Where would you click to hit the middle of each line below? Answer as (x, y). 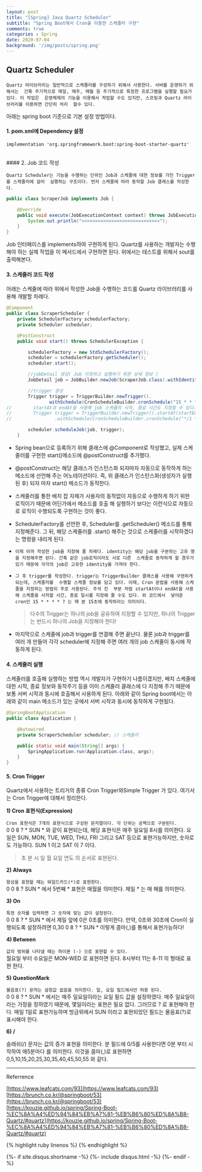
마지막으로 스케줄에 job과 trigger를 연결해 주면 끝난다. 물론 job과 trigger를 (103, 634)
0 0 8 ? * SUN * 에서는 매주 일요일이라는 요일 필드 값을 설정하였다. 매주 (90, 997)
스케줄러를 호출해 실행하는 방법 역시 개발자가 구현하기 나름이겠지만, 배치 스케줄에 (101, 679)
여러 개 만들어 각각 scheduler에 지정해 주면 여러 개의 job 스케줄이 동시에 (100, 641)
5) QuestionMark (28, 978)
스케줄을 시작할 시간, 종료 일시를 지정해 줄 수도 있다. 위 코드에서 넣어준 (103, 595)
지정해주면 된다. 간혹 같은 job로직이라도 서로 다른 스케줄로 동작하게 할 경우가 (108, 558)
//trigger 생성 (45, 391)
